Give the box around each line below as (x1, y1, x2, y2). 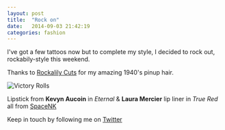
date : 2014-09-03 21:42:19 (7, 23, 90, 29)
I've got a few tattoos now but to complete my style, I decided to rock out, (7, 48, 215, 56)
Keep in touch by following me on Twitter (7, 116, 122, 124)
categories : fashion (7, 29, 66, 36)
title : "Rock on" (7, 16, 59, 23)
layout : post (7, 10, 44, 17)
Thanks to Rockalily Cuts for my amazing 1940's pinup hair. (7, 68, 174, 77)
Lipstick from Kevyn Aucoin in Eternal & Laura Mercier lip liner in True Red (7, 95, 218, 103)
